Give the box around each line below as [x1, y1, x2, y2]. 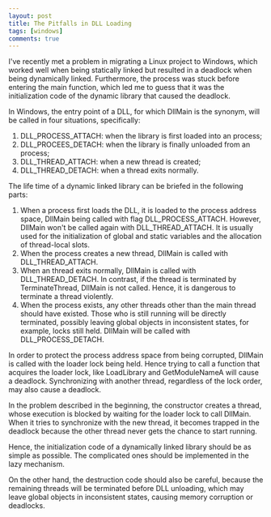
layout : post [8, 11, 53, 20]
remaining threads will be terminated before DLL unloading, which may [8, 484, 244, 493]
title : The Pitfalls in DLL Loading [8, 19, 132, 28]
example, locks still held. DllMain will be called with [19, 326, 191, 336]
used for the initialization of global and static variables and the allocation [19, 232, 262, 241]
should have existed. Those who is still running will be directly [19, 309, 227, 318]
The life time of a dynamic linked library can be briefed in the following [8, 182, 244, 191]
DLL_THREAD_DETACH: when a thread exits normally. [19, 165, 199, 175]
